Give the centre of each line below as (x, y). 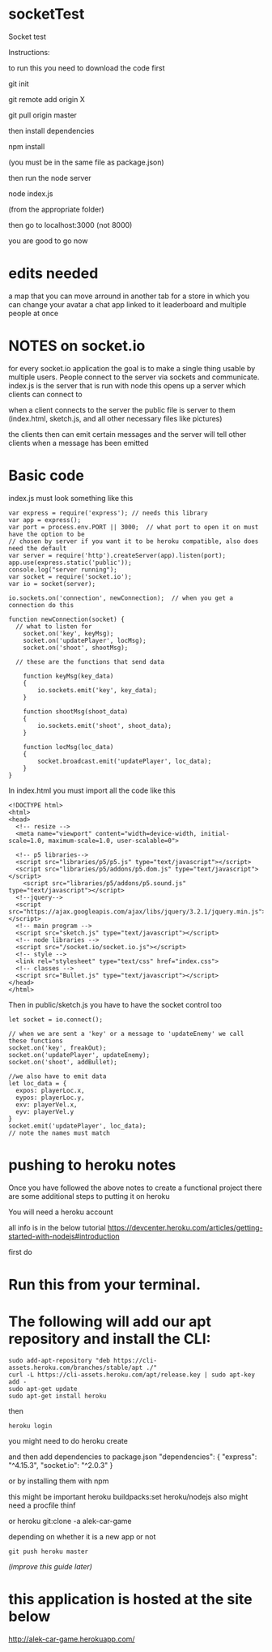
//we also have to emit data (57, 1076)
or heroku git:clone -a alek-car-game (70, 1521)
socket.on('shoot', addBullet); (63, 1062)
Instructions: (29, 52)
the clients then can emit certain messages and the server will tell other (127, 434)
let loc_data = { (38, 1083)
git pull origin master (42, 115)
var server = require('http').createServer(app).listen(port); (117, 555)
